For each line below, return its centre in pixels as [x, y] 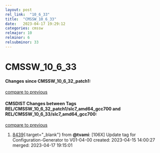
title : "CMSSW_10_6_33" [31, 19]
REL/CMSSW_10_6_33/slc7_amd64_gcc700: [51, 114]
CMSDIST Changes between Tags [41, 103]
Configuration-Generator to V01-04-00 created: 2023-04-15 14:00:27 [84, 140]
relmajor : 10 [19, 33]
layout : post [19, 10]
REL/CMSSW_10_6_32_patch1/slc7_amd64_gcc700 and [63, 109]
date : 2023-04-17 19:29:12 [35, 24]
